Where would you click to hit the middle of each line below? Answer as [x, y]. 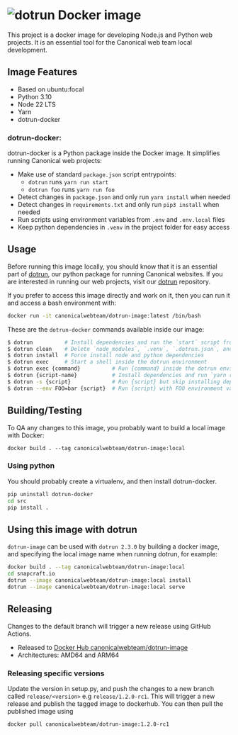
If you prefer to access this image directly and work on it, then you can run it [119, 295]
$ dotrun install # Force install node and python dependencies [106, 355]
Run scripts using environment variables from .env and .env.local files [121, 220]
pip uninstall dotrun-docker [50, 494]
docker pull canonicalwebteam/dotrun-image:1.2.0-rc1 [89, 724]
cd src [17, 501]
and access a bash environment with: [62, 303]
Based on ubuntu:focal [51, 89]
